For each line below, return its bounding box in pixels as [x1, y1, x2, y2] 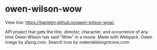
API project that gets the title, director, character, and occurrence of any [5, 29, 148, 34]
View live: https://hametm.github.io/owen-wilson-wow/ [5, 19, 114, 25]
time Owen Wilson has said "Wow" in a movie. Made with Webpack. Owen [5, 34, 153, 40]
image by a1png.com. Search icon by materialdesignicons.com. [5, 39, 131, 45]
